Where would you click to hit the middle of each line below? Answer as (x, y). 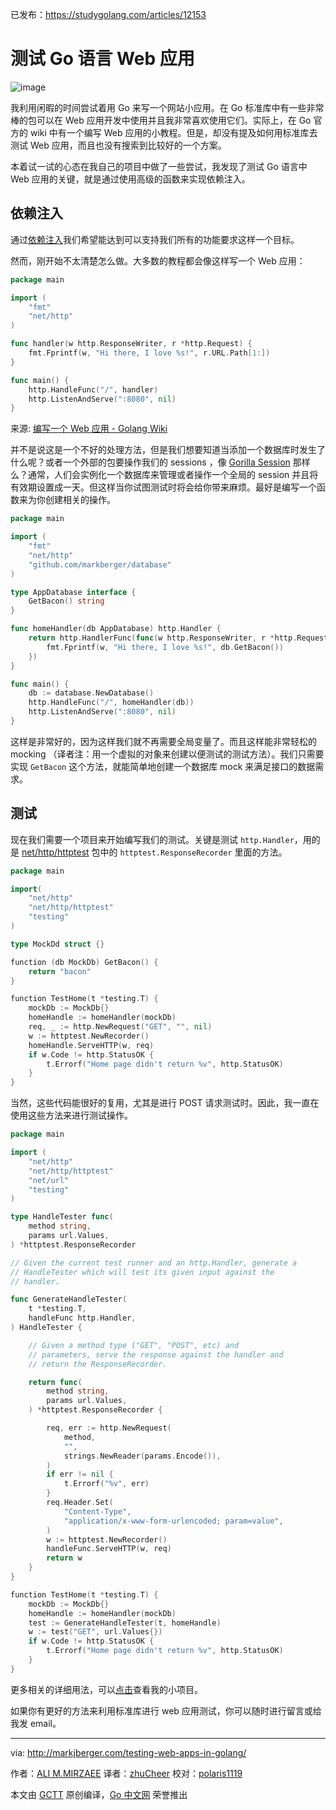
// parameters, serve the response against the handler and (156, 1354)
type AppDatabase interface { (73, 592)
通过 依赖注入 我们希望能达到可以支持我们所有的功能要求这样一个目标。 (155, 239)
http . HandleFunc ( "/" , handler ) (93, 389)
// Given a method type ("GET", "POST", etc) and (134, 1345)
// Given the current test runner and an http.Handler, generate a (154, 1263)
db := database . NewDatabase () (91, 693)
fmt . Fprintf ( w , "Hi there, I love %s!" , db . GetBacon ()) (165, 647)
